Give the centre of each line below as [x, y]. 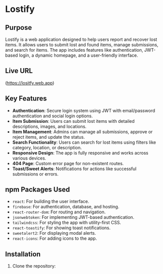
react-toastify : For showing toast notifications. [61, 228]
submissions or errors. [35, 174]
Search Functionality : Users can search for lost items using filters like [84, 142]
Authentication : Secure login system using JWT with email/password [84, 110]
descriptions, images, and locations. [49, 126]
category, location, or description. [47, 147]
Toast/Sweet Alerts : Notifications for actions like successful [74, 169]
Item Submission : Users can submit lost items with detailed [74, 121]
